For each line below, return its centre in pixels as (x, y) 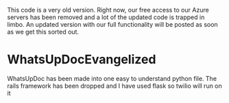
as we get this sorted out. (43, 32)
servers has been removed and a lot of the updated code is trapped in (106, 17)
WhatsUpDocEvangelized (82, 59)
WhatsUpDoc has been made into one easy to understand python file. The (112, 78)
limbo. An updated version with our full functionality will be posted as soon (112, 24)
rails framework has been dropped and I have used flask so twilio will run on (115, 86)
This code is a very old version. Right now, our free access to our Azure (108, 10)
